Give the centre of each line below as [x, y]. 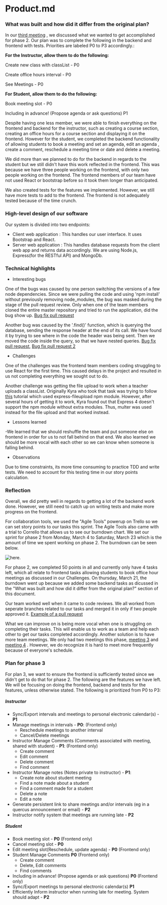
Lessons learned [29, 422]
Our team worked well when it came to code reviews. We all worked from [80, 604]
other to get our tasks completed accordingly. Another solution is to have [80, 635]
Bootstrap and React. [34, 239]
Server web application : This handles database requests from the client [86, 244]
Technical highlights [30, 268]
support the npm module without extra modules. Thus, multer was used [78, 407]
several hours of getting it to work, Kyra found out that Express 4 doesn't [80, 402]
